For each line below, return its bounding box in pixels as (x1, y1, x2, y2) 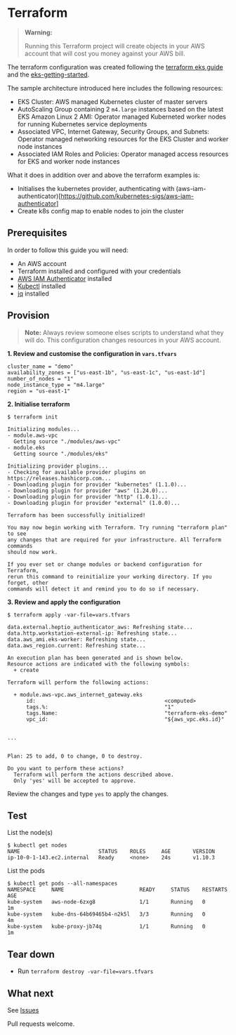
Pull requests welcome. (7, 1020, 75, 1028)
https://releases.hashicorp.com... (7, 475, 112, 482)
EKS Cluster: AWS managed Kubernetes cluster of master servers (17, 97, 208, 106)
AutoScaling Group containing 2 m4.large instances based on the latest (17, 105, 223, 113)
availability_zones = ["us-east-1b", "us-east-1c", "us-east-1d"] (7, 369, 206, 376)
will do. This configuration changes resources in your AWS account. (24, 336, 221, 344)
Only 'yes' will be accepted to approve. (13, 777, 137, 784)
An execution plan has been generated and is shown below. (7, 654, 184, 661)
